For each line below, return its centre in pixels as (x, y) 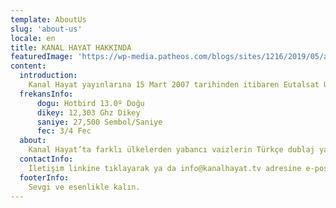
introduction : (48, 76)
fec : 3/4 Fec (64, 131)
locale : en (33, 38)
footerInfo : (44, 177)
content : (28, 66)
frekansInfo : (46, 94)
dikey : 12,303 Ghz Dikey (88, 112)
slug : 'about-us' (46, 29)
